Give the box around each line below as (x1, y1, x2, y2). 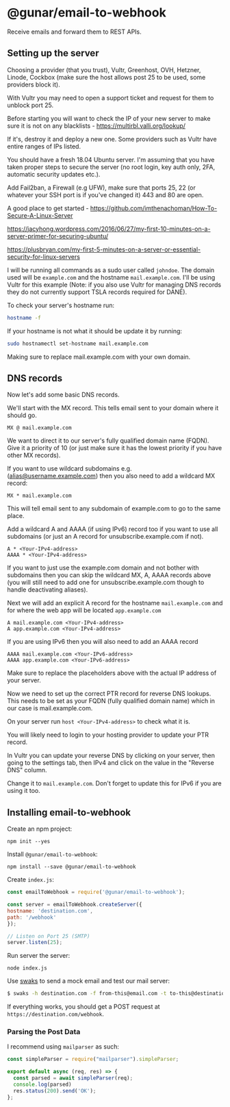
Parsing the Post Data (7, 1027, 81, 1037)
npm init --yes (7, 838, 51, 845)
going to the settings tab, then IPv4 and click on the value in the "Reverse (7, 759, 214, 767)
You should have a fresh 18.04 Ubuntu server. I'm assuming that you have (7, 155, 215, 164)
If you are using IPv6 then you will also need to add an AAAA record (7, 638, 199, 646)
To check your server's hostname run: (7, 301, 115, 309)
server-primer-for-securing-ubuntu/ (7, 232, 108, 240)
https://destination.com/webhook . (7, 1010, 104, 1018)
